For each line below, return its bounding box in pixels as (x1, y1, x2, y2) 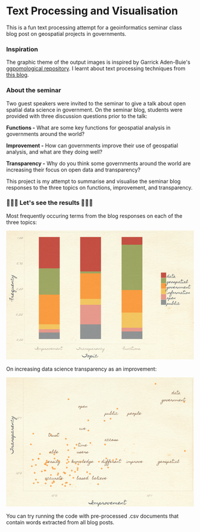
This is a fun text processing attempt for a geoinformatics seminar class (6, 24, 183, 31)
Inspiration (6, 45, 39, 53)
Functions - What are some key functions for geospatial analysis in (6, 124, 171, 131)
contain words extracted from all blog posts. (6, 518, 115, 525)
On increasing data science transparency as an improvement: (6, 365, 157, 373)
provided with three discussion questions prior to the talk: (6, 112, 148, 120)
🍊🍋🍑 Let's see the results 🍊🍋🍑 (6, 198, 93, 207)
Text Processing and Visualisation (6, 4, 179, 18)
